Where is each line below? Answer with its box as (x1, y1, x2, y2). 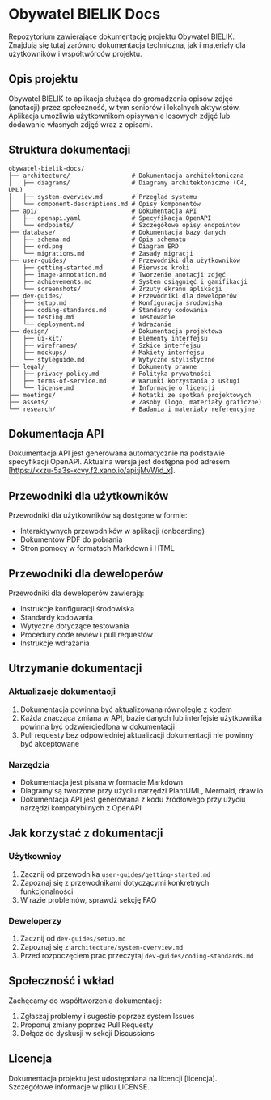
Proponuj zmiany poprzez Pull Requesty (19, 1020, 154, 1030)
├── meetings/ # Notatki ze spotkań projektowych (8, 391, 252, 399)
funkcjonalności (19, 886, 74, 896)
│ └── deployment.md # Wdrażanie (8, 320, 172, 328)
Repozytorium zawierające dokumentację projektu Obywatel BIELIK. (8, 32, 235, 41)
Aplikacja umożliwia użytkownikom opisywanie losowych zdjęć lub (8, 111, 231, 121)
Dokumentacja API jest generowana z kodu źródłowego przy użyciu (19, 794, 246, 804)
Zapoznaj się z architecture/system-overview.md (19, 941, 184, 951)
